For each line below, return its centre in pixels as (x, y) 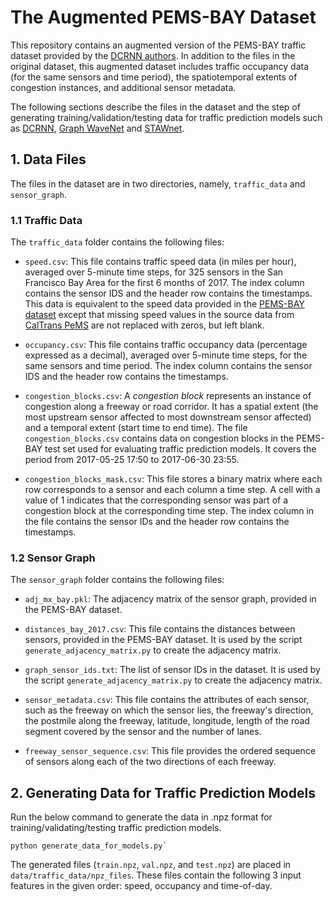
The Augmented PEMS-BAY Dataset (163, 17)
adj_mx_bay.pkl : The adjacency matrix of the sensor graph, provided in (170, 599)
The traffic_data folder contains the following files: (117, 242)
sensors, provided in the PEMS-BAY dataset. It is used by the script (163, 640)
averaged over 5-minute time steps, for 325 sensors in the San (154, 272)
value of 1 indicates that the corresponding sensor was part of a (156, 500)
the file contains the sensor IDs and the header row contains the (157, 522)
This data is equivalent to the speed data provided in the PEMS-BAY (164, 304)
